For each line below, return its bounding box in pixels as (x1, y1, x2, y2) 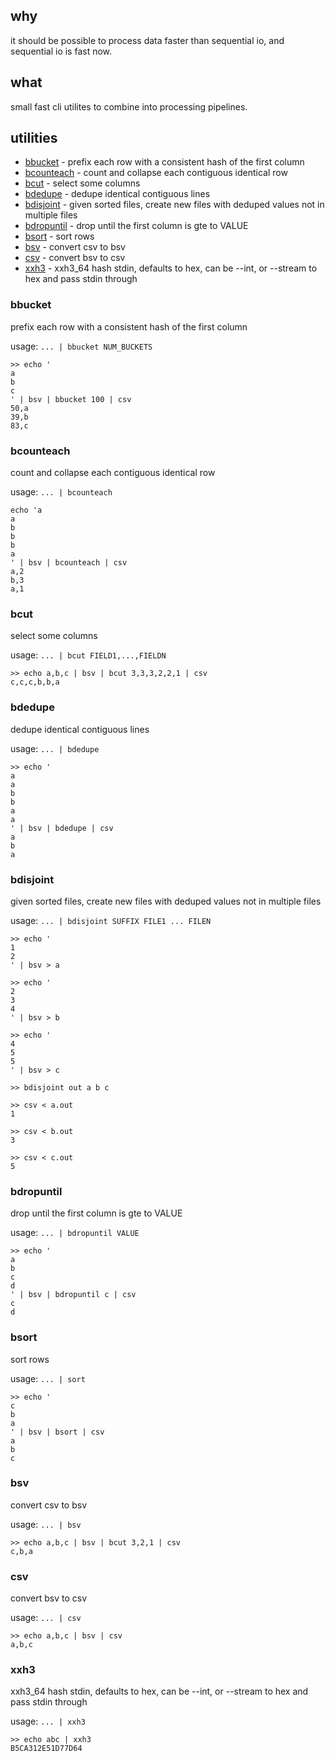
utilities (10, 130, 58, 147)
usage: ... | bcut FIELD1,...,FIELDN (10, 649, 167, 661)
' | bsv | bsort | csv (10, 1427, 105, 1437)
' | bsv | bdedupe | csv (10, 823, 114, 833)
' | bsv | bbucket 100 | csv (10, 394, 132, 404)
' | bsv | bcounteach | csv (10, 558, 128, 568)
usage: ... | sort (10, 1372, 86, 1384)
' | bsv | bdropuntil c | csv (10, 1290, 137, 1300)
